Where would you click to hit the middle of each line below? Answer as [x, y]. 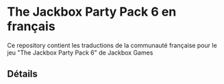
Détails [22, 74]
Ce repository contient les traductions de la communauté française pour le [112, 45]
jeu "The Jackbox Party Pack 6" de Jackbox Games [80, 53]
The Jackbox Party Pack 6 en [92, 12]
